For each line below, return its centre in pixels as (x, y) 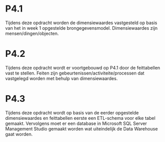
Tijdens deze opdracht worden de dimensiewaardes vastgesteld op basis (81, 23)
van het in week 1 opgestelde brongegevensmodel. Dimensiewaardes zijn (81, 28)
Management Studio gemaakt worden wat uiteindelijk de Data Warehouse (81, 128)
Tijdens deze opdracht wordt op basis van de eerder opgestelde (72, 113)
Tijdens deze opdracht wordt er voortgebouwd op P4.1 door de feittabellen (83, 67)
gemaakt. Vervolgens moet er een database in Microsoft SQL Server (76, 123)
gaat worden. (19, 134)
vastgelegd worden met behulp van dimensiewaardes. (62, 78)
